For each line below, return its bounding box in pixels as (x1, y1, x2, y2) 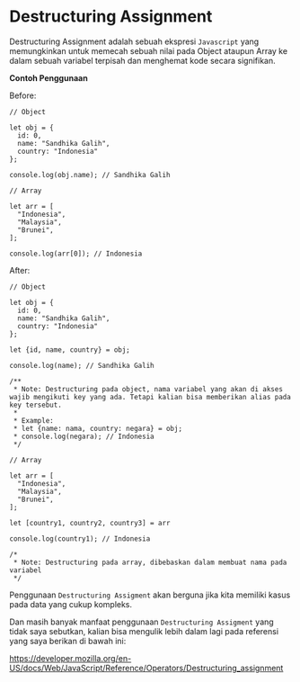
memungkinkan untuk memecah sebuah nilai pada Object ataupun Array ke (9, 45, 288, 56)
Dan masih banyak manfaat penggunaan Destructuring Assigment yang (9, 616, 274, 627)
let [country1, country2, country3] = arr (9, 518, 171, 527)
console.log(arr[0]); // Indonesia (9, 249, 143, 258)
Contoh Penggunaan (9, 72, 88, 83)
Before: (9, 90, 37, 101)
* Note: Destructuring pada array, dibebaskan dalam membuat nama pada (13, 558, 287, 567)
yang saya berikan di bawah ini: (9, 635, 127, 646)
